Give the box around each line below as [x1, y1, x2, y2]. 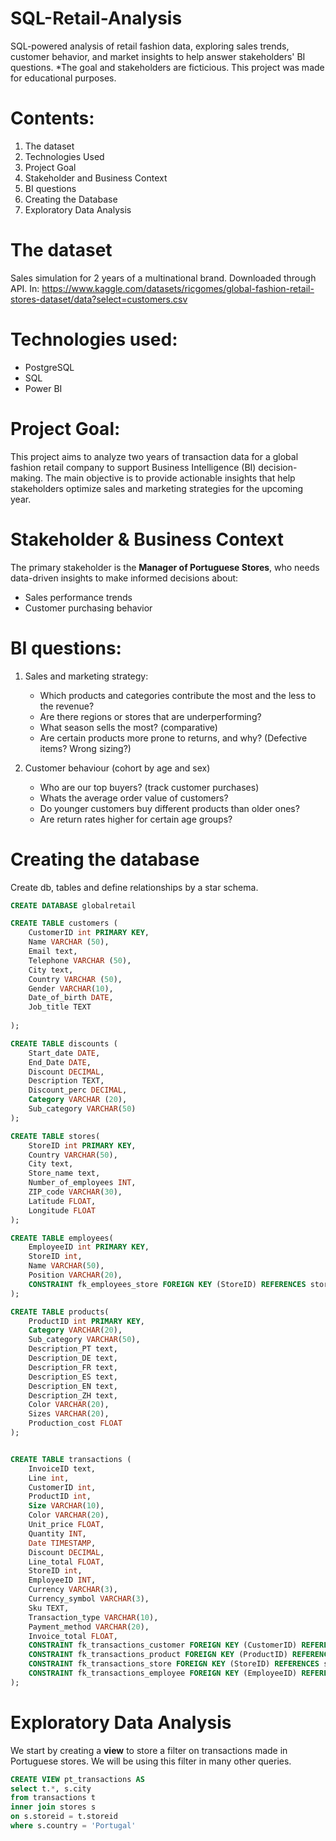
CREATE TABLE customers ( [10, 918, 118, 929]
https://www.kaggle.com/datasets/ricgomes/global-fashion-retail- [41, 282, 315, 294]
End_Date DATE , [28, 1057, 92, 1067]
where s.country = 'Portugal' [10, 1821, 137, 1831]
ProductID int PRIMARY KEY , [28, 1316, 145, 1326]
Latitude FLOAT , [28, 1196, 97, 1206]
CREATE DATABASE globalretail [10, 900, 137, 911]
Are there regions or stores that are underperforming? [39, 710, 262, 722]
